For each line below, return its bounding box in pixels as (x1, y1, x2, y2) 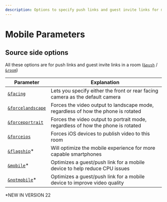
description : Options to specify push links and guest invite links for (5, 7, 159, 12)
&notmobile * (7, 176, 37, 183)
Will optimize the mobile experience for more (50, 144, 156, 151)
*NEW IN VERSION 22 (5, 192, 51, 198)
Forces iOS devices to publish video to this (50, 130, 150, 137)
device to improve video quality (50, 179, 124, 186)
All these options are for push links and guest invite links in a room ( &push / (5, 62, 158, 68)
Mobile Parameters (5, 28, 85, 40)
